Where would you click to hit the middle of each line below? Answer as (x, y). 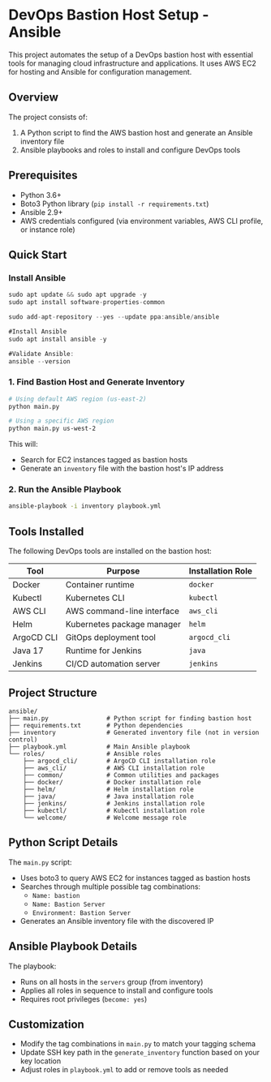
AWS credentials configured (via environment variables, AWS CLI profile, (142, 221)
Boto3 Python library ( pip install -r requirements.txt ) (114, 204)
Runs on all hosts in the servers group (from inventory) (112, 981)
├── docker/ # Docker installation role (112, 782)
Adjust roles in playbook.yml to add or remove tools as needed (124, 1070)
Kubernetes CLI (95, 598)
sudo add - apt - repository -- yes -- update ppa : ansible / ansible (114, 317)
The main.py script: (40, 862)
